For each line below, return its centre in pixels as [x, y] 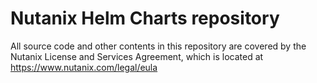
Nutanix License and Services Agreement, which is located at [137, 56]
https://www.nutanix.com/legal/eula [84, 67]
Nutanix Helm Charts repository [145, 18]
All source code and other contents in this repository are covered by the [158, 46]
